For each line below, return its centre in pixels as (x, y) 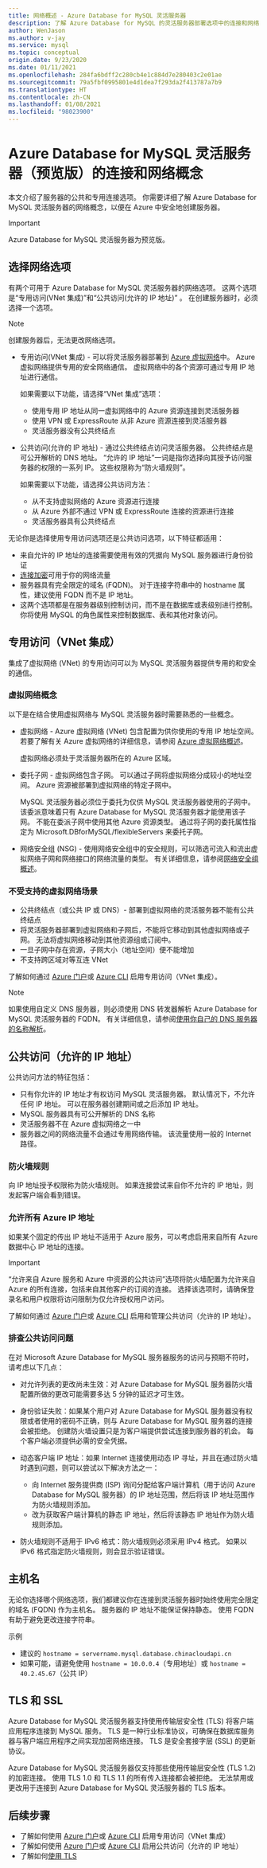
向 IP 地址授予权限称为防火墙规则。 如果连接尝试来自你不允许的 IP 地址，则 (131, 1185)
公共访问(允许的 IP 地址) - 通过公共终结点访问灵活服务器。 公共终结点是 (136, 447)
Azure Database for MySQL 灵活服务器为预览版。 (89, 239)
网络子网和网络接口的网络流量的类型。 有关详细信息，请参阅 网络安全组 (143, 858)
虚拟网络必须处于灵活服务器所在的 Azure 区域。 (98, 758)
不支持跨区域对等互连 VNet (64, 959)
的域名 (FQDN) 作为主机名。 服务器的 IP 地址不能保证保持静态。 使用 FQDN (131, 1609)
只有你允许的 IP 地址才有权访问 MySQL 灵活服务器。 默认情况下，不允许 (137, 1094)
